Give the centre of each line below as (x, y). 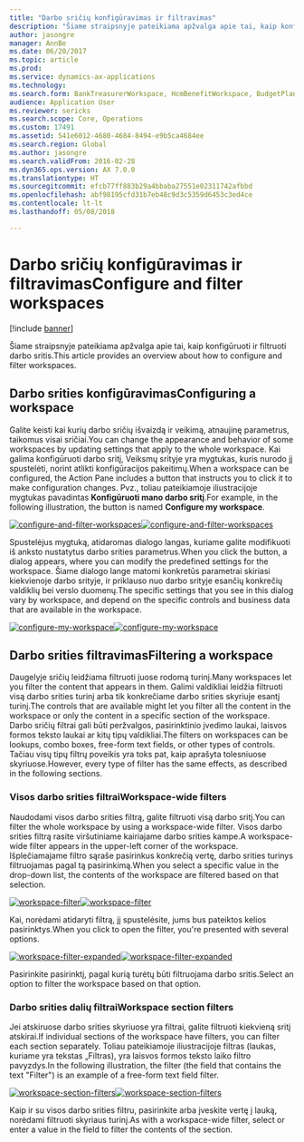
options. (25, 939)
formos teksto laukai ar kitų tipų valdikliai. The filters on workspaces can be (149, 735)
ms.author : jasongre (48, 152)
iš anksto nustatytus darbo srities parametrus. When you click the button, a (148, 551)
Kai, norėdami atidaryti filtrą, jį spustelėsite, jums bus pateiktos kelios (138, 919)
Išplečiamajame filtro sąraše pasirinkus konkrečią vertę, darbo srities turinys (152, 855)
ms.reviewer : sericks (50, 111)
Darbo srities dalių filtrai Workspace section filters (122, 1007)
